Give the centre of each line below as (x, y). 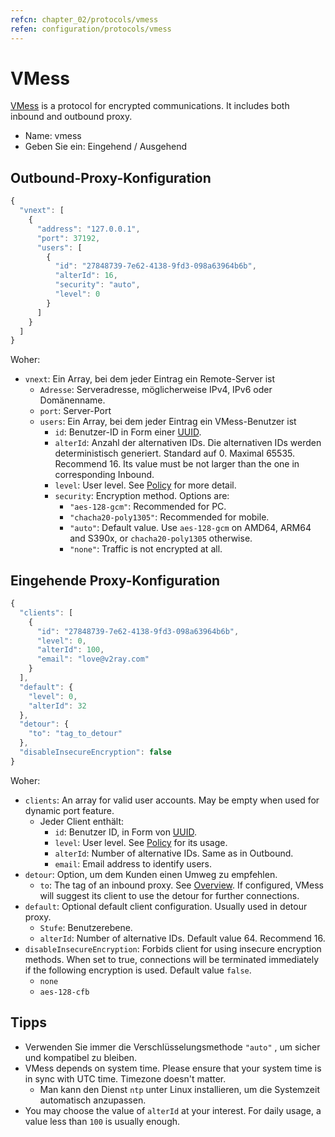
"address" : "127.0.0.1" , (88, 229)
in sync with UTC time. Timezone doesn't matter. (125, 1078)
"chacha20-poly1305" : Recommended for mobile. (169, 517)
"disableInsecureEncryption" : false (95, 752)
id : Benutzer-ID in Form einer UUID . (128, 432)
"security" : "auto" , (97, 285)
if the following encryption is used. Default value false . (138, 970)
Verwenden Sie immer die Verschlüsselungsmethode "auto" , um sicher (172, 1047)
